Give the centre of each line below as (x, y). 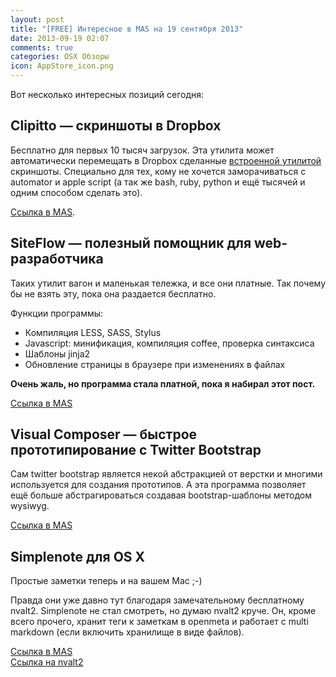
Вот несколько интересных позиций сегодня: (107, 94)
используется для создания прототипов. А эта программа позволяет (158, 485)
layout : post (37, 19)
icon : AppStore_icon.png (62, 66)
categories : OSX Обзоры (60, 57)
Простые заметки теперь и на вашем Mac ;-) (106, 581)
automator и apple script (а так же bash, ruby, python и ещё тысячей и (158, 182)
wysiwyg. (30, 506)
